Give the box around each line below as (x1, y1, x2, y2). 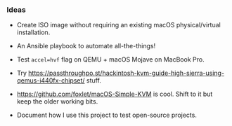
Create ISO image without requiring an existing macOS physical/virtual (16, 21, 221, 29)
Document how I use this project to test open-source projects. (16, 111, 198, 120)
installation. (16, 28, 51, 36)
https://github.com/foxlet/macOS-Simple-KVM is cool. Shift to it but (16, 90, 213, 99)
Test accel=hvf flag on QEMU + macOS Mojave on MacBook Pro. (16, 55, 205, 64)
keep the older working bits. (16, 97, 98, 106)
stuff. (86, 76, 101, 85)
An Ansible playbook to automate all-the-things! (16, 42, 156, 50)
